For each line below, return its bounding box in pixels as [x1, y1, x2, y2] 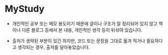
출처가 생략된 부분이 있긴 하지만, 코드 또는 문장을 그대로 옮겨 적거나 [12, 38, 146, 44]
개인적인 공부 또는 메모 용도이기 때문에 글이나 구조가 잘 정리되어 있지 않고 [12, 20, 158, 26]
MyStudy [5, 3, 45, 15]
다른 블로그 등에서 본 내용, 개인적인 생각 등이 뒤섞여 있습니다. [21, 26, 143, 33]
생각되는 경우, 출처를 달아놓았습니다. [17, 44, 90, 50]
